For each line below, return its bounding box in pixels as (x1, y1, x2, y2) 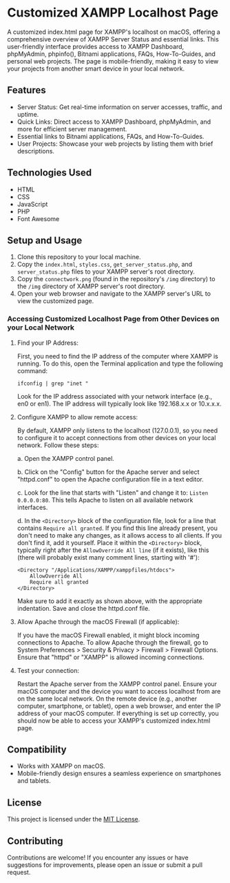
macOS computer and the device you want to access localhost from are (17, 687, 221, 695)
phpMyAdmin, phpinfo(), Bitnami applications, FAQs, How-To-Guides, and (7, 50, 216, 58)
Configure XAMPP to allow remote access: (17, 412, 138, 421)
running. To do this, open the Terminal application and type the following (17, 359, 224, 368)
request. (7, 868, 31, 877)
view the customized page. (17, 297, 94, 305)
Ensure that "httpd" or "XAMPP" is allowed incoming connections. (17, 653, 205, 661)
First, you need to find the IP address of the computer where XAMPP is (17, 352, 218, 360)
